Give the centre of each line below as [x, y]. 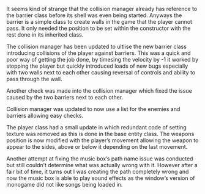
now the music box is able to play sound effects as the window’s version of [101, 178]
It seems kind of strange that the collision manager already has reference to [102, 9]
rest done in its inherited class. [45, 35]
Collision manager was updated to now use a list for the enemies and [93, 109]
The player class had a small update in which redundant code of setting [96, 127]
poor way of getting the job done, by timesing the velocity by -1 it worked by [102, 59]
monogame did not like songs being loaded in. [65, 185]
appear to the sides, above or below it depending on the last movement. [97, 147]
